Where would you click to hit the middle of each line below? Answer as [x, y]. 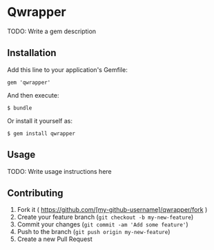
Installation [32, 53]
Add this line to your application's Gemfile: [67, 69]
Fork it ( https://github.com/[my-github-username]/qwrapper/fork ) [112, 210]
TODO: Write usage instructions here [59, 171]
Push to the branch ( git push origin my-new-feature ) [94, 232]
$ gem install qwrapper [41, 133]
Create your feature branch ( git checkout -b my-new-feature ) [105, 217]
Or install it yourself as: [40, 120]
